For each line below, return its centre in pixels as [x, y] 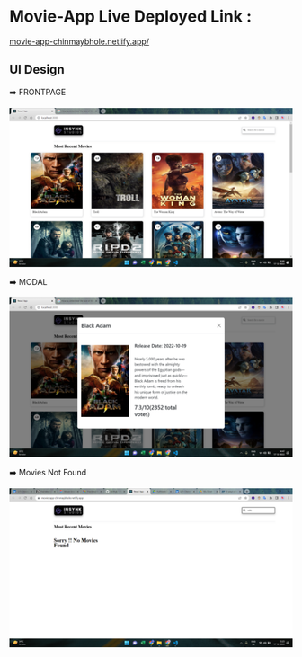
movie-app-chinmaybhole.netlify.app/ [80, 41]
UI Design [37, 70]
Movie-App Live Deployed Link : [131, 17]
